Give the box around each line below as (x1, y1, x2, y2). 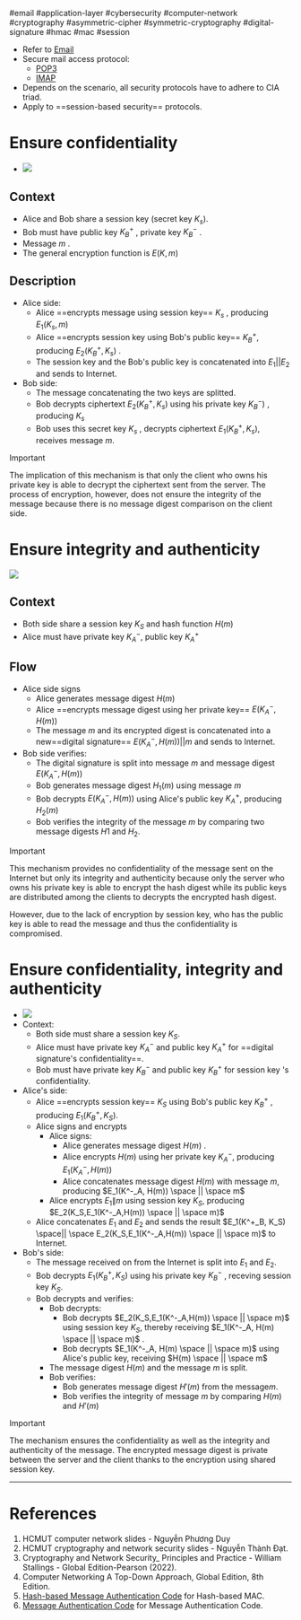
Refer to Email (21, 44, 74, 55)
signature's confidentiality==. (35, 1054, 145, 1064)
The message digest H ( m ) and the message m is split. (48, 1362, 248, 1372)
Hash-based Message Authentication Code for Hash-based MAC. (21, 1590, 265, 1601)
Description (9, 274, 76, 289)
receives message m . (35, 434, 115, 445)
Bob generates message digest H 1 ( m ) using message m (35, 780, 242, 792)
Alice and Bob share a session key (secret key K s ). (21, 213, 209, 226)
